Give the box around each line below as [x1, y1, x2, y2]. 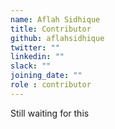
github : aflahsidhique [10, 33, 105, 43]
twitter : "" [10, 42, 60, 53]
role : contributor [10, 80, 92, 90]
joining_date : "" [10, 71, 83, 81]
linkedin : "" [10, 52, 65, 62]
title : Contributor [10, 24, 92, 34]
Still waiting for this [10, 107, 90, 119]
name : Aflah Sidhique [10, 14, 101, 25]
